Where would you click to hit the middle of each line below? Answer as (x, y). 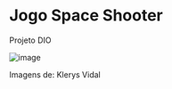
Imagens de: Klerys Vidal (55, 74)
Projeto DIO (30, 40)
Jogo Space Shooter (86, 16)
